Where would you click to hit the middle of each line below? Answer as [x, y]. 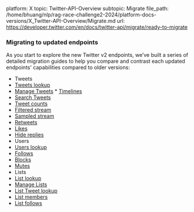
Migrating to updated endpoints [52, 42]
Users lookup [31, 147]
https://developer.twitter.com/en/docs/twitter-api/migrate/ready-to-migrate [97, 27]
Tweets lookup [32, 85]
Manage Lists [31, 184]
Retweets [26, 122]
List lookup [28, 179]
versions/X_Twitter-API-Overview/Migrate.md [61, 21]
